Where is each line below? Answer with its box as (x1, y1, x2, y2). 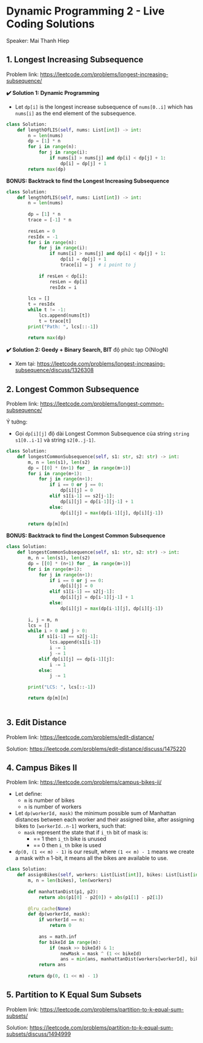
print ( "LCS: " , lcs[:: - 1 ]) (28, 684, 96, 690)
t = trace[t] (38, 318, 71, 324)
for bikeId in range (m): (38, 939, 101, 945)
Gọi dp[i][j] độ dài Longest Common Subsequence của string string (14, 430, 190, 438)
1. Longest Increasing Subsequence (6, 54, 144, 65)
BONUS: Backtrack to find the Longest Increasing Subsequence (6, 177, 170, 184)
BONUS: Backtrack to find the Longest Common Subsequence (6, 532, 166, 539)
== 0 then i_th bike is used (33, 842, 101, 849)
